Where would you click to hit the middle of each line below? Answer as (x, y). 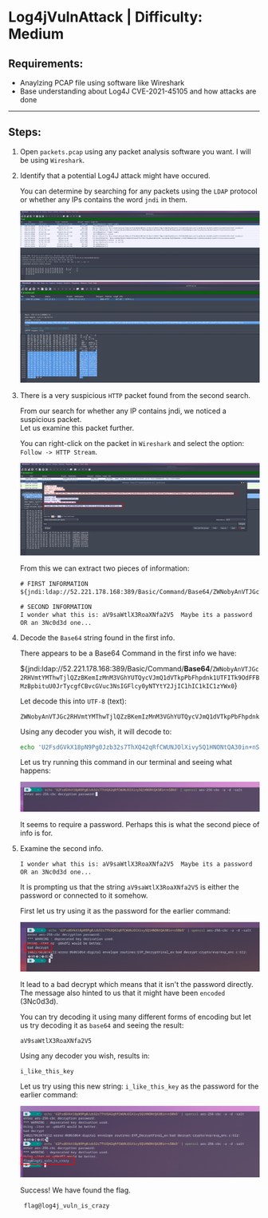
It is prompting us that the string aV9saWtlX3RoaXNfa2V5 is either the (129, 886)
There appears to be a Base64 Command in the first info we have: (128, 653)
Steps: (25, 132)
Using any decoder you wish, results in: (85, 1056)
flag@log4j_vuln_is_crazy (67, 1206)
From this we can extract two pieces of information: (104, 568)
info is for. (36, 833)
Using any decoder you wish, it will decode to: (96, 731)
